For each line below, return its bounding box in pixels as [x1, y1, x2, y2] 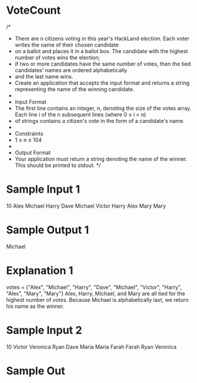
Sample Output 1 [6, 223, 89, 237]
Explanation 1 [6, 264, 73, 277]
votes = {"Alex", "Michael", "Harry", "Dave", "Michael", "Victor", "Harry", [6, 283, 182, 291]
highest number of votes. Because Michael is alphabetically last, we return [6, 296, 189, 303]
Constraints [14, 129, 43, 137]
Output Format [14, 149, 51, 156]
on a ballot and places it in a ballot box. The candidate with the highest [14, 47, 189, 54]
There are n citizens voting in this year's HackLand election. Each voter [14, 35, 189, 42]
